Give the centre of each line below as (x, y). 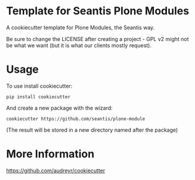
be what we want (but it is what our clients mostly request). (79, 45)
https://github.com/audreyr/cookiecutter (56, 170)
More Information (50, 154)
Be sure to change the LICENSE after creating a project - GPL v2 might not (97, 39)
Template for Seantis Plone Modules (98, 11)
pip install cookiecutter (38, 97)
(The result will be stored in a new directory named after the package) (92, 130)
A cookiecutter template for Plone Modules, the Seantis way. (81, 27)
